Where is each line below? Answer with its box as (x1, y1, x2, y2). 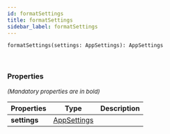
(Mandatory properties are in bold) (7, 87, 100, 95)
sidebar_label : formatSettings (7, 23, 98, 30)
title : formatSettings (7, 17, 73, 24)
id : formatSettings (7, 10, 64, 17)
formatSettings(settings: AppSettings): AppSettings (7, 42, 164, 49)
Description (100, 103, 141, 113)
